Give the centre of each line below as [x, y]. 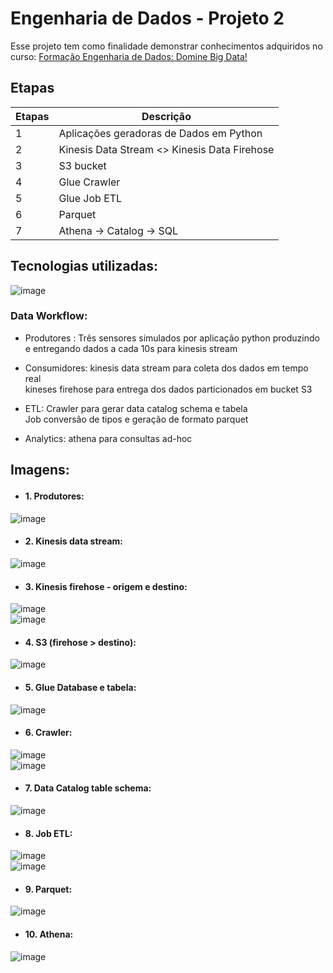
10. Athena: [49, 934]
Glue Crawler [89, 182]
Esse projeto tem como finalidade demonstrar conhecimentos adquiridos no [166, 46]
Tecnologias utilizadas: [84, 266]
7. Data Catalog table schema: [88, 788]
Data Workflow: [49, 316]
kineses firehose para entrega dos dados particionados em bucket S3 [168, 389]
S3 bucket [82, 165]
